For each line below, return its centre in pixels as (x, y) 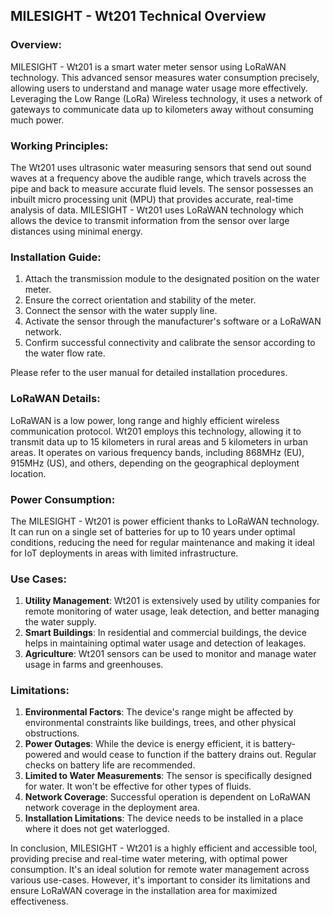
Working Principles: (59, 146)
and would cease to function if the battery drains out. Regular (190, 755)
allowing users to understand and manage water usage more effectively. (159, 88)
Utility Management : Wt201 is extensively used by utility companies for (172, 601)
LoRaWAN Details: (55, 399)
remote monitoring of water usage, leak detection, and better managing (172, 611)
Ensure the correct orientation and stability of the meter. (140, 300)
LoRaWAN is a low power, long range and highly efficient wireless (145, 420)
